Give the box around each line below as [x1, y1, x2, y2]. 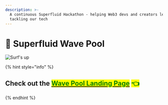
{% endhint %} [5, 95, 36, 101]
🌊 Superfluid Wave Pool [5, 38, 105, 49]
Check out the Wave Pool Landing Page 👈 [5, 79, 139, 88]
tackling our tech [9, 16, 48, 21]
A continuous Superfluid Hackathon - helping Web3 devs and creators [9, 12, 157, 17]
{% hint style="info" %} [5, 64, 54, 70]
